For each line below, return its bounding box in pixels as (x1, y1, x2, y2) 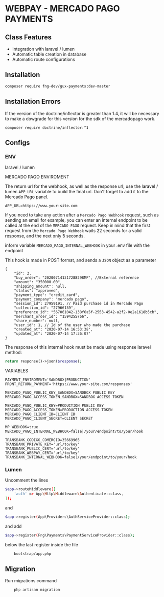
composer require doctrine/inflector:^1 (5, 125, 89, 130)
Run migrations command (5, 578, 57, 584)
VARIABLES (5, 368, 28, 374)
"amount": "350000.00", (14, 280, 63, 285)
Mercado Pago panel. (5, 194, 48, 200)
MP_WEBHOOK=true (5, 425, 38, 430)
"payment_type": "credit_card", (14, 293, 80, 298)
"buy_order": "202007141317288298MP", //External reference (14, 275, 139, 280)
